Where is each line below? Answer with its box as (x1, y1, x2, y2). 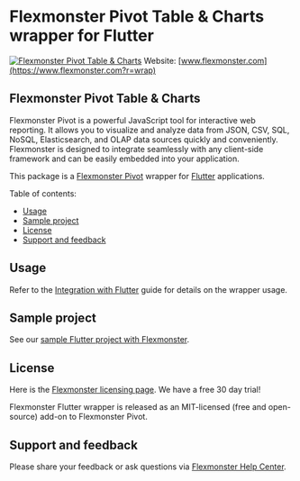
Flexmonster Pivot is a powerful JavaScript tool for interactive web (9, 114, 257, 125)
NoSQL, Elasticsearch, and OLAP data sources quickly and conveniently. (9, 133, 279, 145)
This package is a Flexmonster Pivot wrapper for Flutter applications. (9, 170, 266, 181)
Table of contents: (9, 187, 77, 199)
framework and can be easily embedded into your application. (9, 153, 241, 164)
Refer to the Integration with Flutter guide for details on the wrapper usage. (9, 284, 288, 295)
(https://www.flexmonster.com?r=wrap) (9, 65, 156, 76)
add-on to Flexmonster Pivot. (40, 412, 149, 422)
